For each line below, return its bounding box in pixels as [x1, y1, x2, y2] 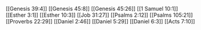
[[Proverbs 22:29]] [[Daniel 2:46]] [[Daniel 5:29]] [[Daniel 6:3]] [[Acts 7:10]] [5, 18, 196, 25]
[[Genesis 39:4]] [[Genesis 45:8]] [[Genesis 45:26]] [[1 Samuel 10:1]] [5, 5, 178, 12]
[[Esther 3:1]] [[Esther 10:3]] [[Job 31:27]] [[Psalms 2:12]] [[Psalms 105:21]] [5, 11, 193, 19]
